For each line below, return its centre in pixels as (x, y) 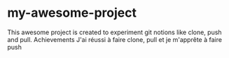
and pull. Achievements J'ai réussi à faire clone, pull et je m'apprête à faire (115, 39)
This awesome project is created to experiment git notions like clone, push (114, 32)
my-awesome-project (72, 13)
